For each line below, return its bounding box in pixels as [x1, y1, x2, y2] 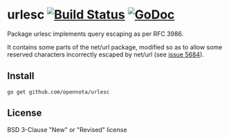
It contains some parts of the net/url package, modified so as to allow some [7, 43, 223, 51]
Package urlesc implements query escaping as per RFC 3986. [7, 30, 184, 38]
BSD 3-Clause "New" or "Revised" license [7, 125, 127, 133]
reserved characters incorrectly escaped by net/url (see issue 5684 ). [7, 50, 204, 58]
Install [7, 70, 35, 82]
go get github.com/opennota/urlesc [7, 88, 110, 96]
